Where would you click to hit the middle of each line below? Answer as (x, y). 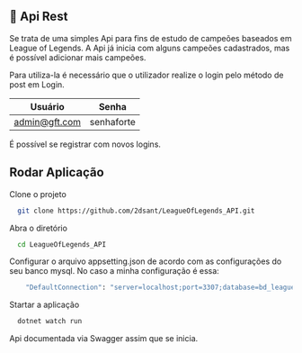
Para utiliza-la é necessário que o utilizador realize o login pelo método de (147, 75)
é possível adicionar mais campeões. (78, 57)
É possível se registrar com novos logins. (85, 144)
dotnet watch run (50, 321)
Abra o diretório (38, 228)
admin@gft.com (48, 122)
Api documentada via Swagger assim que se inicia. (104, 339)
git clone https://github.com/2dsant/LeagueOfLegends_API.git (136, 211)
